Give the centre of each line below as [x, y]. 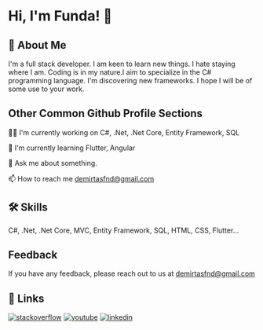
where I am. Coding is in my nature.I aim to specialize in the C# [110, 72]
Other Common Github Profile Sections [105, 114]
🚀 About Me [37, 45]
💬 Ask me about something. [53, 163]
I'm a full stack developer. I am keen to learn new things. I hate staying [122, 64]
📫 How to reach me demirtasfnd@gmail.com [81, 178]
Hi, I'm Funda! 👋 [60, 16]
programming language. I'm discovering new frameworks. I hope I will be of [130, 81]
